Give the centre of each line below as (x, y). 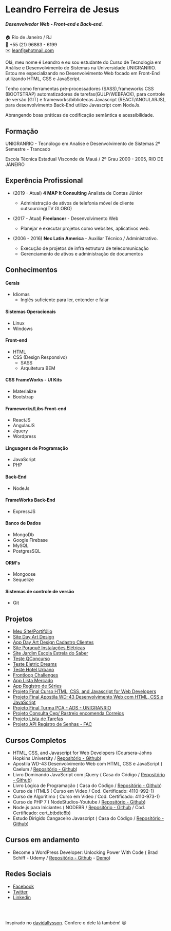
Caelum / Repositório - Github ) (45, 769)
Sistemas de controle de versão (40, 591)
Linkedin (22, 897)
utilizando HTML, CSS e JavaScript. (43, 79)
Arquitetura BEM (38, 368)
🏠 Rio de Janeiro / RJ (29, 38)
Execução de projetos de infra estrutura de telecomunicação (84, 248)
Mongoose (24, 574)
